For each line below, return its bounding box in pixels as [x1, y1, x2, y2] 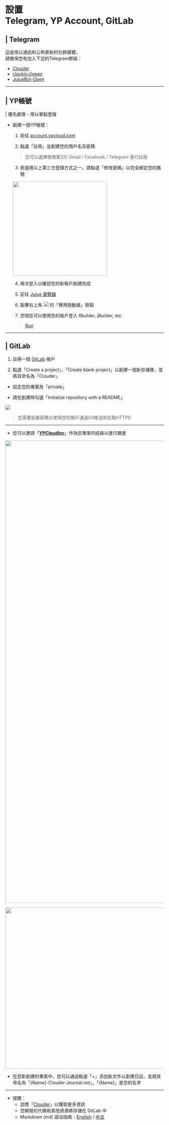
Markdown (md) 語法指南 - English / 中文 [20, 1113, 105, 1120]
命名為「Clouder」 [21, 373, 60, 379]
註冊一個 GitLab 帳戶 [12, 356, 55, 362]
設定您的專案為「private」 [12, 383, 67, 390]
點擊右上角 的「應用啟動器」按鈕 [20, 302, 94, 308]
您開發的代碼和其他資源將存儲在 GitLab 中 [20, 1107, 107, 1113]
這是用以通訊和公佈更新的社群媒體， [5, 49, 80, 55]
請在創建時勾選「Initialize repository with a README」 [12, 394, 125, 400]
